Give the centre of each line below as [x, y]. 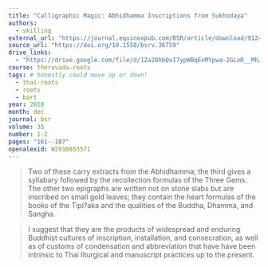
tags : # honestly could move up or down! [78, 75]
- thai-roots [37, 82]
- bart [26, 97]
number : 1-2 [28, 134]
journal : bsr [30, 120]
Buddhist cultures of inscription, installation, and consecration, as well [143, 238]
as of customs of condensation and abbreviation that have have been [142, 246]
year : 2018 [26, 104]
